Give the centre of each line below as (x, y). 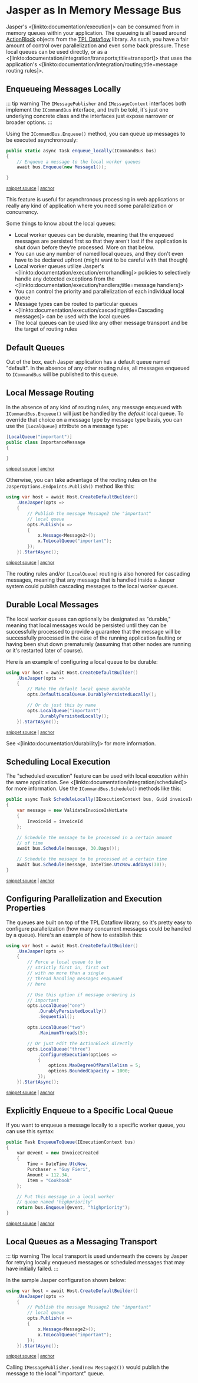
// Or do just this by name (62, 705)
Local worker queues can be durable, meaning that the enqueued (94, 235)
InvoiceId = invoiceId (55, 821)
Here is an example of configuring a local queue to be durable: (82, 661)
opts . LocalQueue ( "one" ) (56, 1006)
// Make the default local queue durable (79, 689)
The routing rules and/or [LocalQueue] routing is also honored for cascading (98, 573)
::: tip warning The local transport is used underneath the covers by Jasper (97, 1256)
